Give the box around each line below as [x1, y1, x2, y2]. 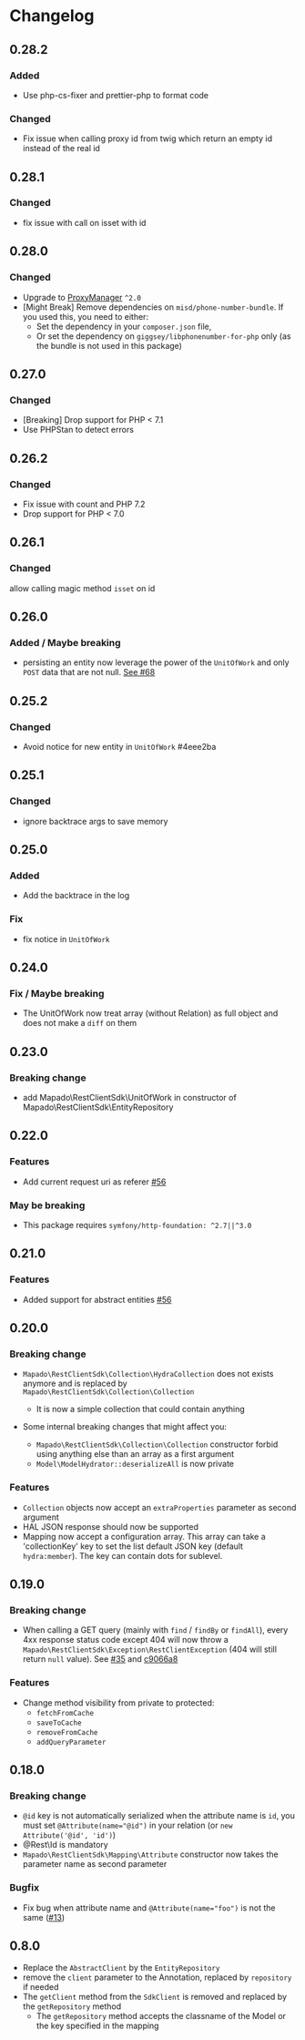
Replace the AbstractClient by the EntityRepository [22, 1963, 220, 1973]
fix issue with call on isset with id [22, 217, 147, 228]
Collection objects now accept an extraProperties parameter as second [22, 1502, 297, 1512]
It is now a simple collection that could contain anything [36, 1404, 246, 1415]
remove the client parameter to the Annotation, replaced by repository [22, 1972, 292, 1983]
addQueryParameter [36, 1738, 107, 1747]
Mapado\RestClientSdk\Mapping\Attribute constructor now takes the [22, 1849, 280, 1860]
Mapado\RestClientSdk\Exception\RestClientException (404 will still [22, 1644, 278, 1655]
